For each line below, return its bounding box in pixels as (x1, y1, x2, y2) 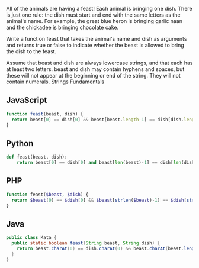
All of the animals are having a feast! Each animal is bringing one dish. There (6, 5, 192, 12)
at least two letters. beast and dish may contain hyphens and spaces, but (6, 66, 185, 73)
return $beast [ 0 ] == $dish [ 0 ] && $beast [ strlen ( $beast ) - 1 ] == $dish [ (11, 197, 187, 203)
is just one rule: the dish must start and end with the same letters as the (6, 11, 181, 18)
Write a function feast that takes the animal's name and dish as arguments (6, 35, 187, 42)
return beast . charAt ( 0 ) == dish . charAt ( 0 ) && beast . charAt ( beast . (17, 246, 184, 251)
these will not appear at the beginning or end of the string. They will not (6, 72, 181, 79)
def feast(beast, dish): (6, 154, 68, 160)
